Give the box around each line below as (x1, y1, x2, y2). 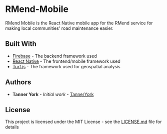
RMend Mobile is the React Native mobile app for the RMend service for (5, 20, 153, 26)
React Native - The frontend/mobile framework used (12, 58, 121, 64)
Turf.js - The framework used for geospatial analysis (12, 63, 121, 69)
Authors (5, 78, 31, 87)
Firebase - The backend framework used (12, 53, 97, 59)
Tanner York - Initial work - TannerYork (12, 91, 94, 97)
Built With (5, 40, 36, 48)
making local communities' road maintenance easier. (5, 25, 113, 31)
